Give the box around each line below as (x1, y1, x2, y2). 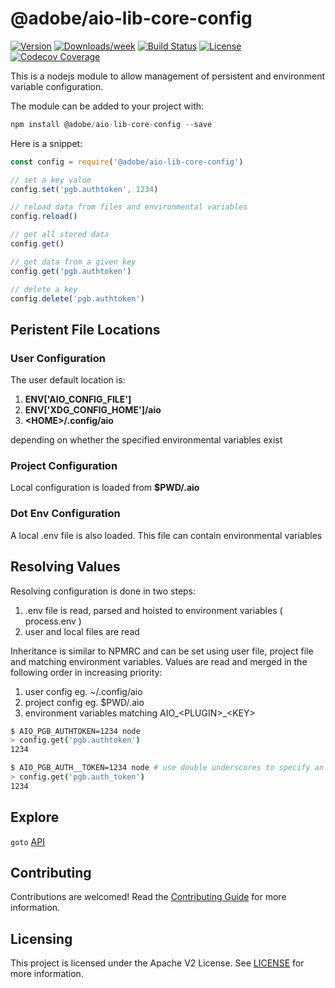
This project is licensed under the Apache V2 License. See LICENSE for (10, 957, 305, 969)
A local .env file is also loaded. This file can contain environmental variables (10, 529, 323, 541)
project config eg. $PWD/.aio (24, 696, 145, 708)
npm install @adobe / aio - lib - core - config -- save (10, 119, 213, 129)
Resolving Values (10, 558, 121, 576)
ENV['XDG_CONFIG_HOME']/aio (24, 404, 162, 416)
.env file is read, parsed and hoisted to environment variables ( (24, 604, 283, 616)
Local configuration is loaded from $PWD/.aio (10, 482, 200, 494)
